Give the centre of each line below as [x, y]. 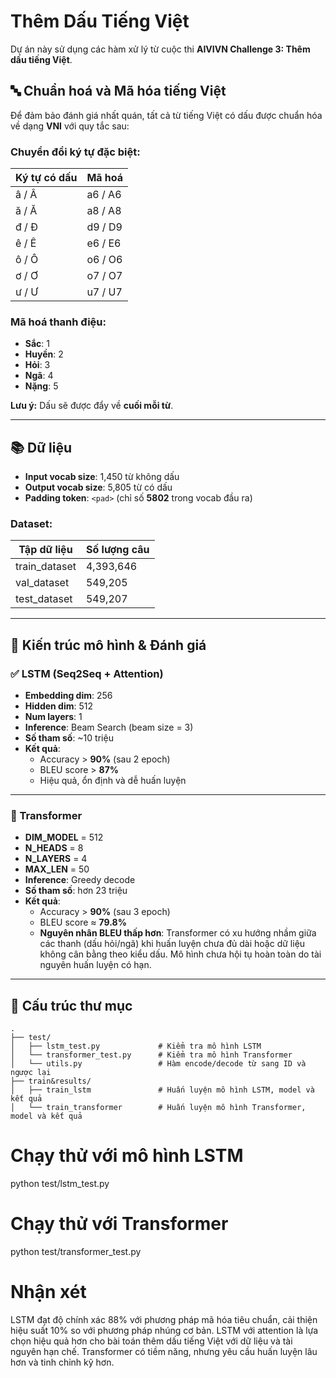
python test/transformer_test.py [76, 1252]
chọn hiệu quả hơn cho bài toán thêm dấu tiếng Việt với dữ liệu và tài [151, 1341]
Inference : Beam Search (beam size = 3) [109, 727]
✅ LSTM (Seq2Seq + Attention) [87, 673]
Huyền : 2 [44, 354]
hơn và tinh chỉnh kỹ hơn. [62, 1362]
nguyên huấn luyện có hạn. [95, 965]
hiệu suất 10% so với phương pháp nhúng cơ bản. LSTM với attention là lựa [164, 1331]
